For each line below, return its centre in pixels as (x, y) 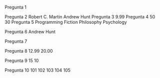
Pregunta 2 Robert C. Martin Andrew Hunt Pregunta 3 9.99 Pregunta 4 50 (80, 17)
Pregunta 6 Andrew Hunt (30, 32)
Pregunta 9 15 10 (22, 61)
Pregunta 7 (16, 41)
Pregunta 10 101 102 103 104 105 (38, 70)
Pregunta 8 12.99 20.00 (29, 51)
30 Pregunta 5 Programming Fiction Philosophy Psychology (66, 22)
